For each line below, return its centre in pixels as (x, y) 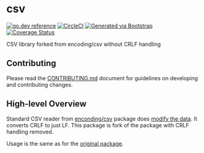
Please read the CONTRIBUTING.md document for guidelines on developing (102, 78)
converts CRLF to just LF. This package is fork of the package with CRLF (98, 125)
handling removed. (30, 132)
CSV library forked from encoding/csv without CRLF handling (84, 44)
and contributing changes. (40, 84)
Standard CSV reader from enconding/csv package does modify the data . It (102, 119)
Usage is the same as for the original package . (65, 143)
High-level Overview (47, 104)
